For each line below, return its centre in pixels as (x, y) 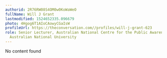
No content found (23, 51)
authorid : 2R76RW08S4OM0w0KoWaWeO (41, 10)
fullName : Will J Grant (30, 14)
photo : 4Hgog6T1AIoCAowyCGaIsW (38, 23)
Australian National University (43, 37)
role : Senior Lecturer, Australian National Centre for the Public (77, 32)
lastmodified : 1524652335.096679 (40, 19)
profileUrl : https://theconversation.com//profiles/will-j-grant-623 (79, 28)
